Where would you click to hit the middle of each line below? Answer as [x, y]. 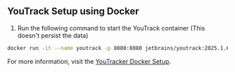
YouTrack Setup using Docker [73, 11]
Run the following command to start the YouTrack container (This [111, 28]
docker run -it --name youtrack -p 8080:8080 [74, 48]
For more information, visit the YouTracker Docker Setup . [89, 61]
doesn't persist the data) [53, 35]
